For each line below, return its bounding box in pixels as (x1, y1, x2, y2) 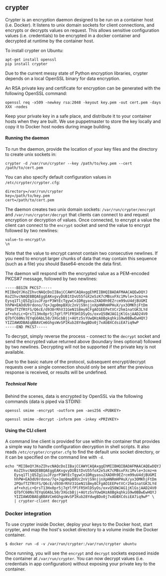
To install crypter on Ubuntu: (5, 47, 64, 53)
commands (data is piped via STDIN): (5, 398, 82, 404)
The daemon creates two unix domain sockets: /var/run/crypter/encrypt (5, 206, 156, 212)
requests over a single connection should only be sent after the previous (5, 364, 154, 370)
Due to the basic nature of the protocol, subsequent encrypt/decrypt (5, 359, 146, 365)
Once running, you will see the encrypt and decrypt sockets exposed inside (5, 550, 160, 556)
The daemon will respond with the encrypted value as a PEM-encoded (5, 271, 150, 277)
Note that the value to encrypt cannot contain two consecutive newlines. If (5, 250, 158, 256)
